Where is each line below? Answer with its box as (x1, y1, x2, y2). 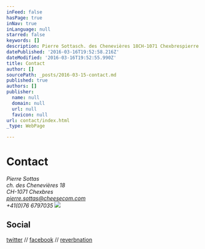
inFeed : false (6, 9, 43, 15)
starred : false (6, 32, 45, 38)
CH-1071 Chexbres (6, 188, 53, 196)
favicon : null (12, 112, 48, 118)
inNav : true (6, 20, 37, 26)
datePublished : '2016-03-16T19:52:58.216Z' (6, 49, 120, 55)
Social (6, 220, 31, 230)
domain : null (12, 100, 45, 106)
